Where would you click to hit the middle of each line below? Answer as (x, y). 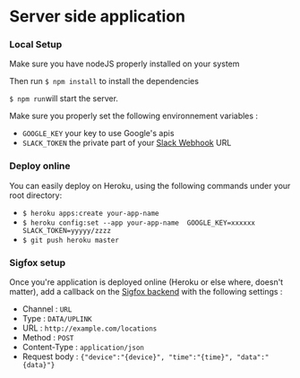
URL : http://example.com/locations (90, 328)
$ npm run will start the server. (64, 99)
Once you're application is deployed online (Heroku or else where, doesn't (146, 282)
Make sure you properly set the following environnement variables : (133, 116)
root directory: (36, 195)
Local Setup (36, 45)
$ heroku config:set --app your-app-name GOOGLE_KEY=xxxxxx (139, 223)
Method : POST (48, 338)
